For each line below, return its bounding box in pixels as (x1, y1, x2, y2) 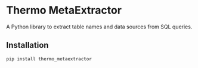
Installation (6, 40, 49, 50)
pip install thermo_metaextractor (6, 56, 92, 62)
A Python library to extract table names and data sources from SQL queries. (6, 23, 193, 30)
